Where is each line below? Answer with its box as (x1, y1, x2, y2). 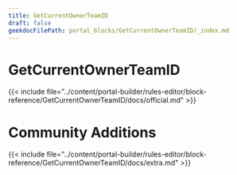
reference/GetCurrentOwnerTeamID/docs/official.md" (8, 95, 185, 105)
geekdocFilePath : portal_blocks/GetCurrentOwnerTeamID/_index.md (8, 26, 229, 34)
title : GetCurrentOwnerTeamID (8, 11, 109, 20)
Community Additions (8, 123, 157, 142)
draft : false (8, 19, 52, 27)
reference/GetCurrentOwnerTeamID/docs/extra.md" (8, 158, 179, 168)
